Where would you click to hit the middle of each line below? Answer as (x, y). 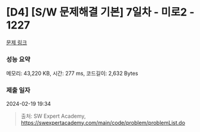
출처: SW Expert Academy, (53, 116)
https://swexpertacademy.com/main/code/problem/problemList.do (103, 122)
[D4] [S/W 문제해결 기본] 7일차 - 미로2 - (100, 12)
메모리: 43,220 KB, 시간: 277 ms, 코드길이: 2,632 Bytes (72, 73)
